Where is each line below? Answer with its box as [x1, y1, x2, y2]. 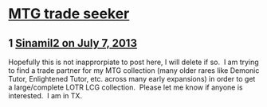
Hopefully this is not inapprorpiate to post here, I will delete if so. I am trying [8, 57, 259, 67]
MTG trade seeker [8, 5, 130, 23]
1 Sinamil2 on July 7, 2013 [8, 36, 138, 50]
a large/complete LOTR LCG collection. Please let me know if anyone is [8, 82, 243, 92]
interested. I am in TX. [8, 91, 82, 100]
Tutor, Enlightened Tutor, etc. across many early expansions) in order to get [8, 75, 256, 83]
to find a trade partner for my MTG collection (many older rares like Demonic [8, 66, 260, 75]
